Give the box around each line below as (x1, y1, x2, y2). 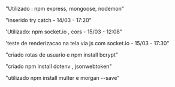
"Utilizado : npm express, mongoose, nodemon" (5, 5, 124, 12)
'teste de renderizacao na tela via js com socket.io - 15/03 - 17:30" (5, 40, 170, 46)
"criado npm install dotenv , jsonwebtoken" (5, 63, 112, 70)
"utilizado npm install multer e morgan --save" (5, 74, 120, 81)
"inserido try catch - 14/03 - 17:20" (5, 17, 92, 23)
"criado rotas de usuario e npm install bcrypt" (5, 51, 118, 58)
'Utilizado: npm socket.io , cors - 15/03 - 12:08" (5, 28, 123, 35)
